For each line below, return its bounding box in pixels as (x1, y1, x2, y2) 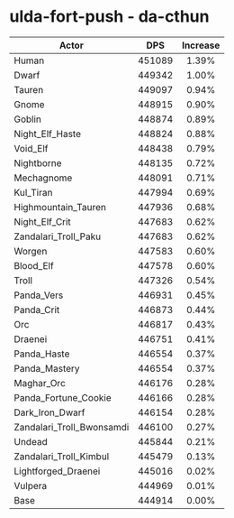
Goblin (13, 113, 42, 125)
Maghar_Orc (13, 376, 66, 389)
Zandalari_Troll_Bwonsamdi (13, 421, 130, 433)
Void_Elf (13, 142, 49, 154)
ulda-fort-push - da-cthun (9, 6, 210, 27)
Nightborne (13, 156, 62, 169)
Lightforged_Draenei (13, 465, 101, 477)
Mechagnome (13, 171, 73, 184)
